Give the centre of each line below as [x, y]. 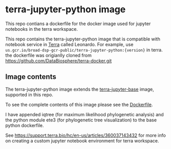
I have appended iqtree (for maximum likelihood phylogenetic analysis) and [84, 114]
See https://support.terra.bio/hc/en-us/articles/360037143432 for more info [86, 135]
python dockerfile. [25, 125]
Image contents [31, 77]
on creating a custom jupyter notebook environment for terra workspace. [82, 141]
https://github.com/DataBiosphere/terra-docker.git [59, 60]
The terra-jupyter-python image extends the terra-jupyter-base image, [80, 89]
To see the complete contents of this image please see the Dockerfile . [79, 104]
